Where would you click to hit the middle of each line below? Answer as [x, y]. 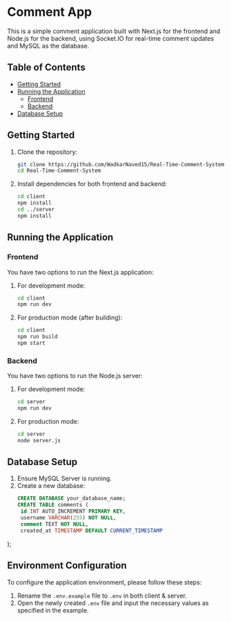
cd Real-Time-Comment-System [59, 171]
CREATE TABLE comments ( [53, 505]
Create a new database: [51, 486]
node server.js [39, 440]
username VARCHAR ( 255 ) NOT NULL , [68, 518]
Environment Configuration [67, 565]
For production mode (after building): [70, 317]
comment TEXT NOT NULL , [54, 524]
